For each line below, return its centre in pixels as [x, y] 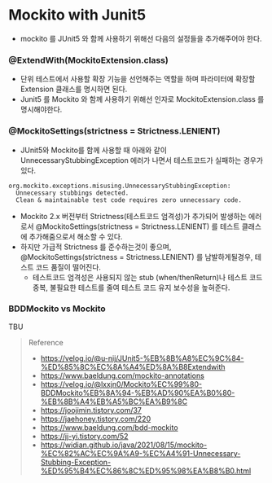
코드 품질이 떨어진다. [68, 267]
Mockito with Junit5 [77, 15]
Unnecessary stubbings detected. [72, 193]
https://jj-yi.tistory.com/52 [84, 436]
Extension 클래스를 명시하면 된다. [74, 89]
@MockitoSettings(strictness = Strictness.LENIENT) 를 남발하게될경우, [136, 257]
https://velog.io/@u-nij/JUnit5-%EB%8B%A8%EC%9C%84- [142, 358]
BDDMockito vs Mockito [57, 309]
